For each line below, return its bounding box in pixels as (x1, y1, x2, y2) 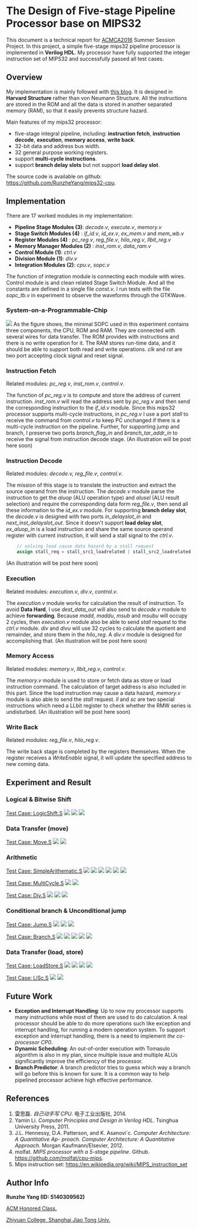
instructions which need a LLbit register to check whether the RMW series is (6, 702, 192, 709)
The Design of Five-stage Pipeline (6, 4, 176, 18)
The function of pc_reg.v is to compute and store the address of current (6, 392, 181, 399)
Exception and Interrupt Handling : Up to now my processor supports (14, 1007, 184, 1014)
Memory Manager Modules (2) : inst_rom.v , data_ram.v (14, 242, 151, 249)
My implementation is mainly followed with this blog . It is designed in (6, 88, 173, 95)
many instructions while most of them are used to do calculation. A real (14, 1014, 187, 1021)
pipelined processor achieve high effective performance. (14, 1076, 153, 1083)
